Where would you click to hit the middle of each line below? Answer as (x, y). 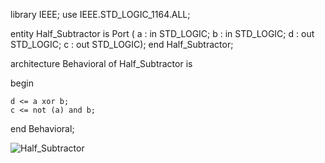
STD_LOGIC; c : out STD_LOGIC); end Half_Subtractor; (122, 44)
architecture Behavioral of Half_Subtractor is (101, 63)
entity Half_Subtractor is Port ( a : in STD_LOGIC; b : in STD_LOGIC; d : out (162, 33)
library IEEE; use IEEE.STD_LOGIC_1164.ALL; (100, 14)
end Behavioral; (42, 128)
